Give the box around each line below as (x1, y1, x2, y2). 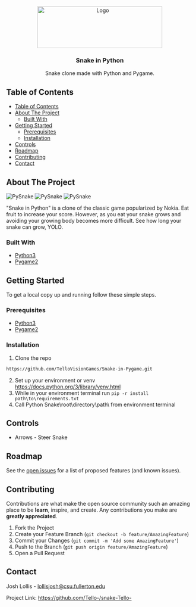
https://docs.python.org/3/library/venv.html (14, 383, 121, 390)
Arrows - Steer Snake (14, 434, 68, 441)
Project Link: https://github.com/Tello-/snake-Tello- (6, 594, 132, 601)
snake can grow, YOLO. (6, 223, 64, 231)
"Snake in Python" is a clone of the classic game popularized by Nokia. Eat (6, 204, 189, 211)
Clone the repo (14, 354, 52, 362)
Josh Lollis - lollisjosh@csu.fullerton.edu (6, 583, 106, 590)
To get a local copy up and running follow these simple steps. (6, 291, 156, 298)
